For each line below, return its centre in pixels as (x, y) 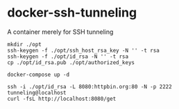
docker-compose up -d (39, 75)
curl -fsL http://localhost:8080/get (62, 99)
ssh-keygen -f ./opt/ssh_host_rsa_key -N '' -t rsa (83, 50)
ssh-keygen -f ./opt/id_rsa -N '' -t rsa (68, 57)
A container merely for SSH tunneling (60, 32)
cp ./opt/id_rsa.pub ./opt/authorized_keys (71, 62)
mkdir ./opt (24, 44)
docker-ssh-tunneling (72, 13)
